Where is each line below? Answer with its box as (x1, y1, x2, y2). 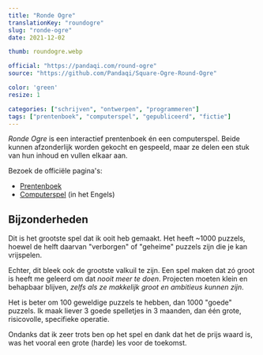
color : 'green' (8, 84, 58, 92)
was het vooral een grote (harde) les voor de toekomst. (8, 338, 187, 348)
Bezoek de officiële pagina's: (8, 166, 103, 176)
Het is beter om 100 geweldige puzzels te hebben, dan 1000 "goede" (8, 297, 232, 308)
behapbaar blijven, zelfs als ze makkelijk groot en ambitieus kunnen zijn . (8, 282, 245, 292)
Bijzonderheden (8, 212, 88, 226)
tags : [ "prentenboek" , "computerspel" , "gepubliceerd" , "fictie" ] (8, 112, 231, 121)
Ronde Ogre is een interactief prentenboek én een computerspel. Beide (8, 134, 241, 144)
